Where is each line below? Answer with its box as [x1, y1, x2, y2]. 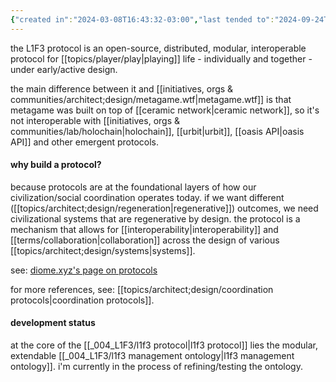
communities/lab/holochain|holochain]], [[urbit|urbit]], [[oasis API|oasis [10, 125, 305, 137]
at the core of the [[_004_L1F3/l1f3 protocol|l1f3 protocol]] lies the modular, [10, 339, 318, 351]
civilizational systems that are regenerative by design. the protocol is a [10, 212, 301, 225]
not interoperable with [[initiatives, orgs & [10, 114, 181, 126]
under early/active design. [10, 63, 118, 75]
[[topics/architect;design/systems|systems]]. [10, 244, 196, 256]
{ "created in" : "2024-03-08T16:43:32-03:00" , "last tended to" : [10, 14, 275, 25]
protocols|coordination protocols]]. [10, 294, 155, 306]
